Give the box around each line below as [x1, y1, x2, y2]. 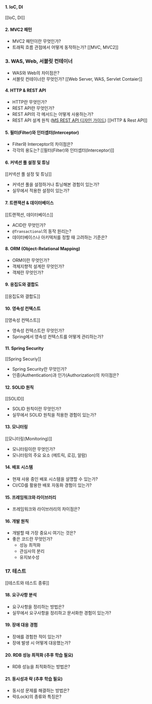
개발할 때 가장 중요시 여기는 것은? [12, 530, 76, 536]
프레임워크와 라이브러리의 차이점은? [12, 506, 80, 512]
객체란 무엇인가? [12, 269, 44, 275]
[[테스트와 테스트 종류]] [5, 580, 50, 586]
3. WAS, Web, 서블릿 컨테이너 [5, 58, 73, 65]
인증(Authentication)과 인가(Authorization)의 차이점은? [12, 372, 119, 378]
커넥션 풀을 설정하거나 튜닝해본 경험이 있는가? [12, 181, 100, 188]
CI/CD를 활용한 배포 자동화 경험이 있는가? [12, 482, 92, 488]
